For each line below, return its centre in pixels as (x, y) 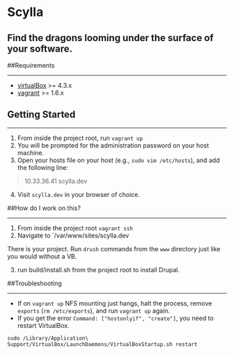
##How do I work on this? (44, 208)
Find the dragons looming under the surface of (110, 38)
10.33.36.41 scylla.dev (56, 181)
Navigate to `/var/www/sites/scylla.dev (73, 235)
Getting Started (41, 115)
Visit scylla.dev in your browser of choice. (79, 194)
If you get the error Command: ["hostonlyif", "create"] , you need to (115, 318)
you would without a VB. (42, 256)
